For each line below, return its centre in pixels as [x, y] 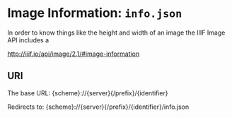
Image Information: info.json [95, 13]
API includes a [28, 40]
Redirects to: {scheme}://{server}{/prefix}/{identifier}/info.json [98, 107]
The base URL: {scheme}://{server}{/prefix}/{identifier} [88, 93]
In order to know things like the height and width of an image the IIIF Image [116, 33]
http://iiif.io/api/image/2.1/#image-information [74, 54]
